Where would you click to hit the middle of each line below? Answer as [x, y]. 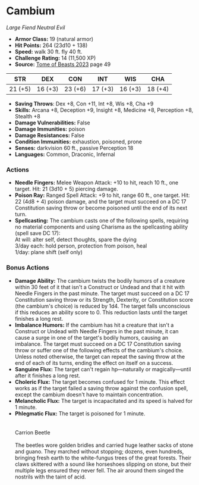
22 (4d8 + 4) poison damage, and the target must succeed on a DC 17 [100, 202]
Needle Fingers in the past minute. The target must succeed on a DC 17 [102, 293]
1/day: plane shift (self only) [49, 252]
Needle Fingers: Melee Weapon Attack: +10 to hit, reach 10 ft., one [97, 183]
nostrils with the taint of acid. [50, 477]
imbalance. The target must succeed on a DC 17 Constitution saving [98, 344]
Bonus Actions [28, 268]
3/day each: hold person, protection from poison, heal [81, 246]
